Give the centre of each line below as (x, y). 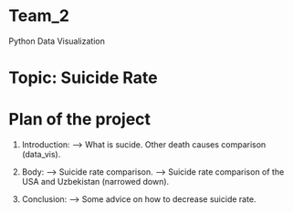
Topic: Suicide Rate (83, 78)
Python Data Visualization (57, 41)
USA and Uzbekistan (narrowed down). (95, 182)
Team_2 (39, 16)
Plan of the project (80, 120)
